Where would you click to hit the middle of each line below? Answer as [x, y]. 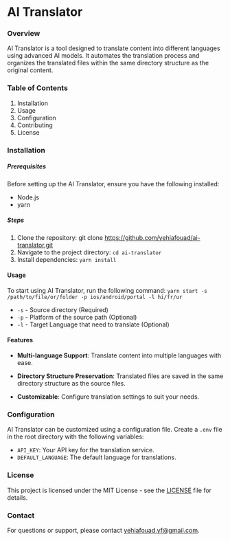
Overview [24, 34]
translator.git [35, 245]
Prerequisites [27, 166]
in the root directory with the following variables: [76, 437]
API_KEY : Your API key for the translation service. [85, 450]
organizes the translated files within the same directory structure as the [108, 63]
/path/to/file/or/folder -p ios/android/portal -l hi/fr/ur [95, 297]
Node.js [28, 197]
